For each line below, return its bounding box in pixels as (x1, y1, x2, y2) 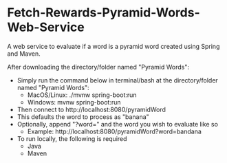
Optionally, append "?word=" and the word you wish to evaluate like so (17, 120, 219, 128)
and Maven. (7, 50, 41, 58)
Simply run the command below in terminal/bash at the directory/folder (17, 76, 218, 84)
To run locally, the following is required (17, 134, 127, 142)
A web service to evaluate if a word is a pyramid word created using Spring (7, 42, 220, 50)
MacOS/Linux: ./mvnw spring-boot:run (27, 91, 137, 99)
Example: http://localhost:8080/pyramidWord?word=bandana (27, 127, 202, 135)
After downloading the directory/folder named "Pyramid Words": (7, 63, 189, 71)
